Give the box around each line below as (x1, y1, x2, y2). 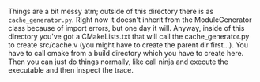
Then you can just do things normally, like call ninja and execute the (8, 57, 229, 66)
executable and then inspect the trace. (8, 65, 134, 74)
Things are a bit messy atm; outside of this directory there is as (8, 7, 214, 16)
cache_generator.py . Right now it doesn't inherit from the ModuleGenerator (8, 15, 252, 24)
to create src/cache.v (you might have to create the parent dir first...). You (8, 40, 249, 50)
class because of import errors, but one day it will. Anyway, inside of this (8, 24, 245, 32)
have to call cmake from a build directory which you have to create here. (8, 49, 244, 58)
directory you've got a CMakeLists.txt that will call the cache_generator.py (8, 32, 250, 41)
